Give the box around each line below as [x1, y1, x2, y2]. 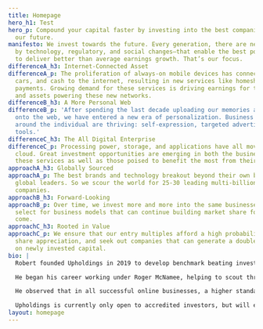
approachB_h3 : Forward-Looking [8, 193, 110, 201]
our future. [15, 33, 55, 42]
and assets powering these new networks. [15, 92, 153, 99]
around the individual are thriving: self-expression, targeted [15, 121, 229, 128]
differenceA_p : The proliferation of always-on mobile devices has [8, 70, 233, 78]
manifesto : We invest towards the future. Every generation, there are [8, 41, 247, 49]
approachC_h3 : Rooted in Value [8, 222, 110, 231]
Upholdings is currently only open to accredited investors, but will [15, 302, 250, 309]
